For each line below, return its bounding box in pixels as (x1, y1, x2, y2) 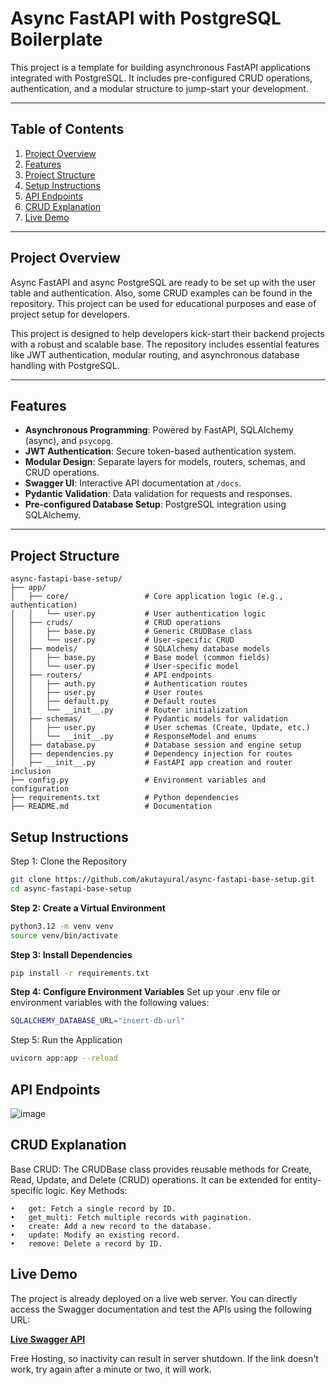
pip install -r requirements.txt (10, 968, 150, 978)
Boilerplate (10, 28, 103, 51)
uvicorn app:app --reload (10, 1053, 118, 1064)
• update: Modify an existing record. (10, 1230, 182, 1240)
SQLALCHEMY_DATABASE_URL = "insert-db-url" (10, 1016, 186, 1026)
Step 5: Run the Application (10, 1034, 123, 1046)
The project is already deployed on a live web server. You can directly (10, 1292, 298, 1304)
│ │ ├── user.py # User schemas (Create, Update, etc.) (10, 723, 311, 733)
